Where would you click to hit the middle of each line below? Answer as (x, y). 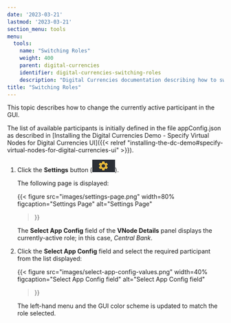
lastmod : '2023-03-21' (40, 22)
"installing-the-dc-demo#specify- (175, 143)
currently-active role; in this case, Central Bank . (85, 238)
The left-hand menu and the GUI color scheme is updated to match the (117, 306)
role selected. (36, 313)
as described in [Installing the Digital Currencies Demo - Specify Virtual (108, 136)
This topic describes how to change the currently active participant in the (111, 107)
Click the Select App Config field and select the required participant (114, 251)
